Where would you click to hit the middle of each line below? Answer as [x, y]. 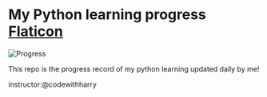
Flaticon [36, 31]
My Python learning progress [107, 15]
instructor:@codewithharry [53, 84]
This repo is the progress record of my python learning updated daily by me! [134, 68]
